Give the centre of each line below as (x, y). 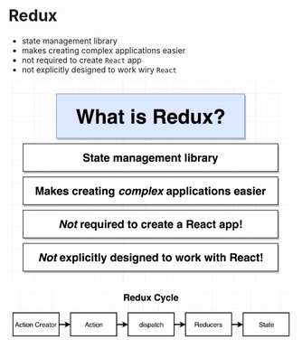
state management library (70, 41)
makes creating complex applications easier (104, 50)
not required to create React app (81, 60)
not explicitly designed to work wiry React (99, 70)
